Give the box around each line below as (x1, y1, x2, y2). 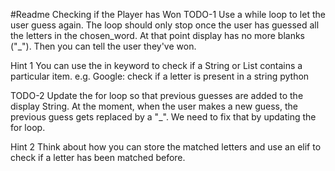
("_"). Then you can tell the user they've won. (10, 40, 197, 52)
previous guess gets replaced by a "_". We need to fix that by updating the (10, 111, 317, 123)
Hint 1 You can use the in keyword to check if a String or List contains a (10, 60, 303, 71)
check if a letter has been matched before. (10, 152, 186, 163)
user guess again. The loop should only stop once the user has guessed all (10, 19, 320, 31)
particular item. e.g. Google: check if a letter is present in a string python (10, 70, 310, 82)
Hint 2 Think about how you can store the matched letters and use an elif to (10, 141, 322, 153)
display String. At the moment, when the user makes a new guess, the (10, 100, 298, 112)
